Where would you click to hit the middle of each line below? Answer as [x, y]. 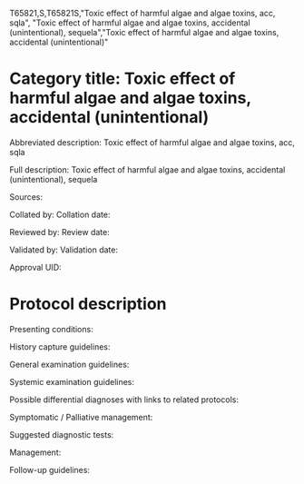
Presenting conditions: [51, 329]
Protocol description [88, 304]
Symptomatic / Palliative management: [81, 417]
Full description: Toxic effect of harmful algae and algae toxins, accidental [147, 169]
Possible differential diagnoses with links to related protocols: [124, 400]
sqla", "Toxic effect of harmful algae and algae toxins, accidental [130, 23]
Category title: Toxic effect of [123, 79]
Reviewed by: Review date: [60, 232]
